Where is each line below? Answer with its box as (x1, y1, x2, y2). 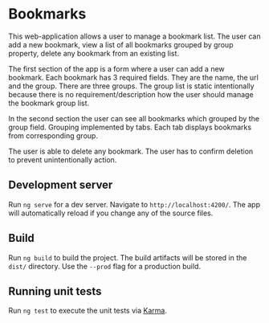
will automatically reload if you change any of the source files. (8, 208, 214, 218)
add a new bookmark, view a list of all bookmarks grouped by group (8, 39, 234, 49)
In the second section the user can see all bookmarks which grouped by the (8, 113, 259, 123)
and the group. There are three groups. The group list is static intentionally (8, 81, 255, 91)
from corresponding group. (8, 130, 99, 141)
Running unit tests (8, 284, 102, 298)
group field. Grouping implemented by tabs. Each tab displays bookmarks (8, 122, 251, 132)
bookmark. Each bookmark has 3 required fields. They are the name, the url (8, 72, 259, 82)
